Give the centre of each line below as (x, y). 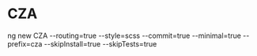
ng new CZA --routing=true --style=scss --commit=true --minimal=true (125, 35)
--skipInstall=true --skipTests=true (100, 43)
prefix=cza (25, 43)
